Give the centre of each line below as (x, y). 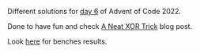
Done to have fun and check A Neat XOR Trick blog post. (100, 26)
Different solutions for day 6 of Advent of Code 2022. (94, 11)
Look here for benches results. (57, 41)
